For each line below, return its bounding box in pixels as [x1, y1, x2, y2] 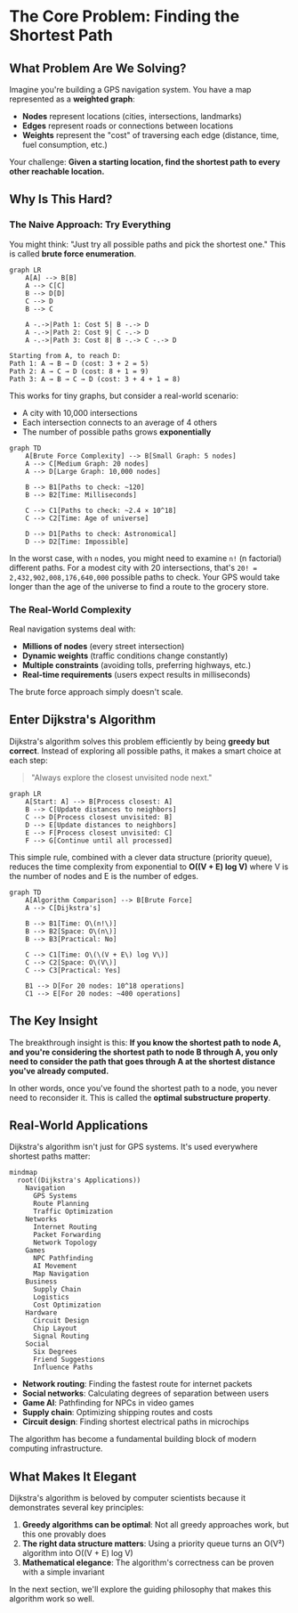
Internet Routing [32, 1223, 98, 1232]
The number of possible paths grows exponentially [21, 426, 212, 437]
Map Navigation [32, 1269, 90, 1279]
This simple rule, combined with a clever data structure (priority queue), [9, 851, 273, 862]
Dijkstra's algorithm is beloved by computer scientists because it [9, 1493, 246, 1503]
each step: [9, 754, 48, 765]
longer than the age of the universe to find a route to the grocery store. [9, 581, 270, 591]
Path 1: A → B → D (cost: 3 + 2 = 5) [9, 359, 149, 368]
